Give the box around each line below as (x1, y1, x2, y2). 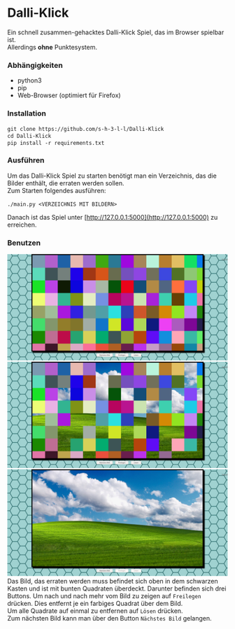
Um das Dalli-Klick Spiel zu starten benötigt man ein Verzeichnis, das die (7, 171, 217, 180)
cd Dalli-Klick (7, 132, 52, 139)
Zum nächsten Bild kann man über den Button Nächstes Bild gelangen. (7, 614, 212, 622)
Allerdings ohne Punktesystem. (7, 43, 98, 51)
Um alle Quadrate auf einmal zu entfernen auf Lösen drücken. (7, 607, 183, 615)
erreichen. (7, 220, 37, 229)
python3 (17, 76, 42, 85)
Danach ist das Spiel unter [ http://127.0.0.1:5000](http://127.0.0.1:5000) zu (7, 213, 218, 221)
